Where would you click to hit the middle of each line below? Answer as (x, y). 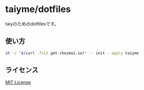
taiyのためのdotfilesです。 (32, 24)
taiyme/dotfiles (38, 9)
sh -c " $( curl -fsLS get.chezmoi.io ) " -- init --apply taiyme (72, 53)
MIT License (18, 82)
